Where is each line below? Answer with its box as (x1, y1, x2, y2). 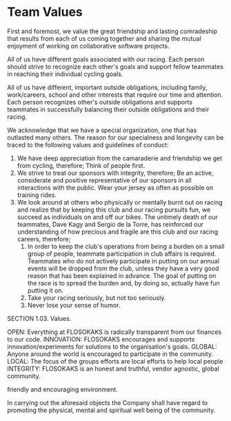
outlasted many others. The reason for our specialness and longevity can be (7, 133, 224, 142)
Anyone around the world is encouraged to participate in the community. (7, 350, 214, 358)
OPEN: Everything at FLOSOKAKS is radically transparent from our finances (7, 328, 222, 336)
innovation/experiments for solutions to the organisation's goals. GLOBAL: (7, 342, 217, 350)
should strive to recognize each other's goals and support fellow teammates (7, 62, 224, 71)
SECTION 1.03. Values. (7, 314, 72, 322)
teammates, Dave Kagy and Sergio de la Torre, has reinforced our (17, 220, 204, 228)
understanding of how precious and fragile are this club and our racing (17, 227, 219, 236)
